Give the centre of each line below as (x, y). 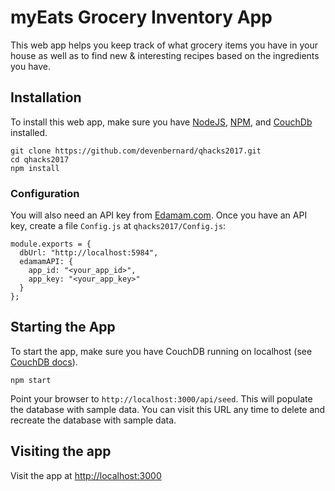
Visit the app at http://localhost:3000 (86, 475)
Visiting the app (61, 451)
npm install (35, 168)
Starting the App (63, 327)
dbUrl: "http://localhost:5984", (89, 253)
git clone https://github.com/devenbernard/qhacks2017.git (136, 151)
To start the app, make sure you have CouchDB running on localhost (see (161, 351)
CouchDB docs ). (44, 362)
